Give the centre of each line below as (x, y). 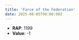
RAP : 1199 (22, 28)
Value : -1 (21, 33)
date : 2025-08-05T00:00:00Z (34, 14)
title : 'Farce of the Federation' (40, 10)
